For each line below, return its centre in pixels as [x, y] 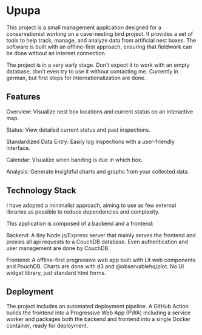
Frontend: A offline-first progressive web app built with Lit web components [101, 260]
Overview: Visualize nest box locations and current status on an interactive [100, 111]
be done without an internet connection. [56, 53]
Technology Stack [41, 191]
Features [23, 97]
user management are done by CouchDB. [58, 248]
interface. [18, 148]
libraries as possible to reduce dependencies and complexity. [83, 211]
